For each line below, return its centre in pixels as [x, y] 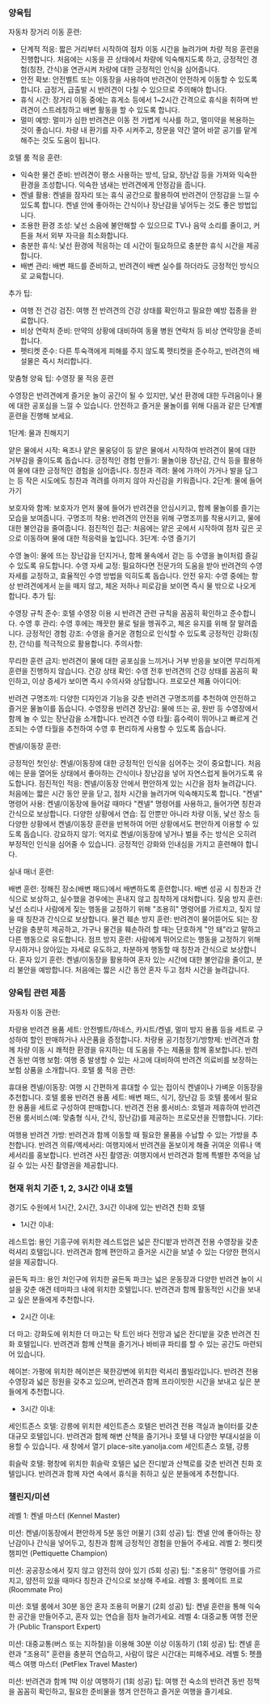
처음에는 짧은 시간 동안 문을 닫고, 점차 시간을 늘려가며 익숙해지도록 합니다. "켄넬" [135, 794]
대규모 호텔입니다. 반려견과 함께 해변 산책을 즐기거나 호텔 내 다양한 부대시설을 [130, 1436]
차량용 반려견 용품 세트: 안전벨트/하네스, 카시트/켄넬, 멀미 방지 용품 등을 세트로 [131, 1029]
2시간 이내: [37, 1316]
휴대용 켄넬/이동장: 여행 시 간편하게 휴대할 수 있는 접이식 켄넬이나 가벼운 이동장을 [136, 1087]
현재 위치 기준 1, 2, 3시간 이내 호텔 [71, 1188]
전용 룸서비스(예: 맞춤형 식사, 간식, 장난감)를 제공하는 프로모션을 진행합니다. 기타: [136, 1117]
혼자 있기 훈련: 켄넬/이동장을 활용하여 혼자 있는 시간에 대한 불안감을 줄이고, [137, 960]
